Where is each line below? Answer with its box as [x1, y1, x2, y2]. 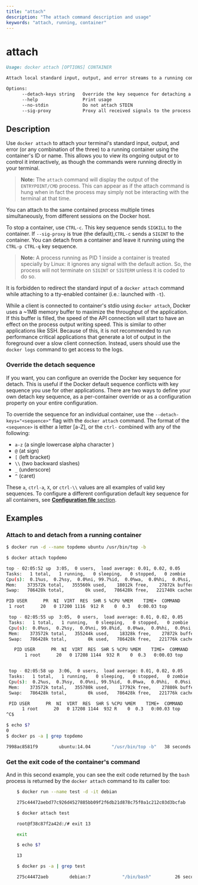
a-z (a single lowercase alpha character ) [14, 440, 114, 448]
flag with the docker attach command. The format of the [52, 417, 190, 424]
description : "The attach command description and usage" [6, 14, 151, 20]
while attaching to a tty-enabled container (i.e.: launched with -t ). [6, 291, 166, 298]
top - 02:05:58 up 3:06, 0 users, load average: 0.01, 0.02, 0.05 [8, 668, 183, 674]
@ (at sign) [14, 447, 39, 454]
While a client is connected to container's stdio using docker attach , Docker [6, 302, 191, 310]
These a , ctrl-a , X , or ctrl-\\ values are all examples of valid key [6, 483, 165, 491]
